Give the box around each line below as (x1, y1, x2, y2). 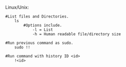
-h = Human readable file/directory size (32, 32, 121, 37)
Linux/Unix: (5, 5, 29, 10)
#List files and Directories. (5, 14, 69, 19)
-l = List (32, 27, 53, 32)
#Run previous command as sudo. (5, 40, 73, 45)
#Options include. (23, 23, 62, 28)
